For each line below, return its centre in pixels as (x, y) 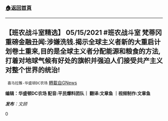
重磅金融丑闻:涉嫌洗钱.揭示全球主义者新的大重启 (80, 42)
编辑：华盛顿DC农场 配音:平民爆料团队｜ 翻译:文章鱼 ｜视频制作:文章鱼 (78, 94)
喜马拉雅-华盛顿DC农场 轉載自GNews (42, 83)
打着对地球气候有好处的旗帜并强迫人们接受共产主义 (84, 60)
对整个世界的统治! (33, 70)
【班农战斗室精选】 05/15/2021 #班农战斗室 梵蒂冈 (83, 33)
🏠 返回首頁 (18, 7)
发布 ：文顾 (16, 104)
